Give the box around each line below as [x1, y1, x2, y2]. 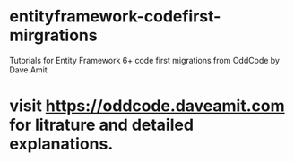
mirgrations [9, 25, 98, 46]
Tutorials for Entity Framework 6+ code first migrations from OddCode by [9, 55, 281, 65]
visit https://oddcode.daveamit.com [9, 96, 285, 116]
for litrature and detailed [9, 115, 195, 135]
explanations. [9, 134, 114, 154]
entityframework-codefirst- [9, 6, 221, 27]
